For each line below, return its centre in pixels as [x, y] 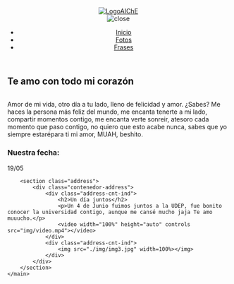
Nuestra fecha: [33, 153]
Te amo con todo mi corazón [70, 81]
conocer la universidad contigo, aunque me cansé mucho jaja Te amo [110, 212]
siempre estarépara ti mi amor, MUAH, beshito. [75, 134]
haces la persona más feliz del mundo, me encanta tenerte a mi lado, [107, 112]
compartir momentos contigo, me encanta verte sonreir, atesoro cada [108, 119]
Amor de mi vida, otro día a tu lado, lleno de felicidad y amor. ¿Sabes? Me [114, 105]
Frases [124, 47]
